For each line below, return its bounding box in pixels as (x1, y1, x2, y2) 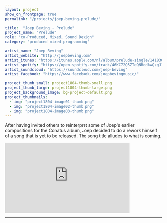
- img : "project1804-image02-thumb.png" (9, 104, 94, 109)
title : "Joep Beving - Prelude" (5, 25, 75, 30)
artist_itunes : (5, 58, 37, 63)
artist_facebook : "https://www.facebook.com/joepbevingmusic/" (5, 72, 139, 77)
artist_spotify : (5, 62, 39, 67)
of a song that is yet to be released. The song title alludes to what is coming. (5, 133, 162, 139)
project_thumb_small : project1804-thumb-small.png (5, 81, 112, 86)
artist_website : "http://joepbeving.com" (5, 53, 92, 58)
